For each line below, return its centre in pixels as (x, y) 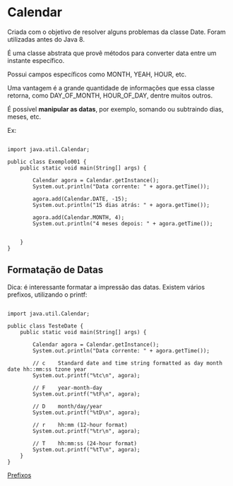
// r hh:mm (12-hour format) (80, 425)
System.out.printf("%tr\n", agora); (86, 431)
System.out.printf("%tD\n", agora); (86, 413)
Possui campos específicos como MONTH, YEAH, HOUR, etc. (97, 74)
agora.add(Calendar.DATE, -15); (80, 198)
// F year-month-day (67, 388)
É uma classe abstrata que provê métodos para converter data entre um (112, 53)
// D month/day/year (67, 406)
